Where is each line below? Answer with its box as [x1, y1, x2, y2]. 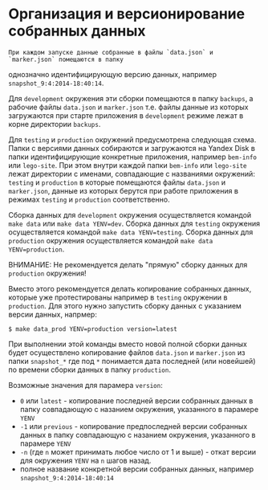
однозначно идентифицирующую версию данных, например [8, 69, 217, 79]
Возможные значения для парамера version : [8, 380, 163, 390]
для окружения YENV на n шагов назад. [19, 455, 152, 465]
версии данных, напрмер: [8, 309, 98, 319]
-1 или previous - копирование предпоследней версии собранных [19, 421, 248, 431]
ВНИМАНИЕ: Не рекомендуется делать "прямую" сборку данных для [8, 259, 248, 269]
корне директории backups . [8, 119, 101, 129]
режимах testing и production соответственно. [8, 194, 170, 204]
